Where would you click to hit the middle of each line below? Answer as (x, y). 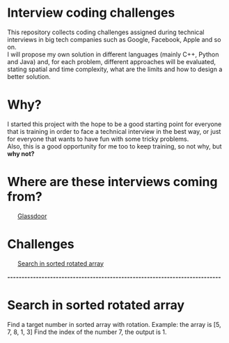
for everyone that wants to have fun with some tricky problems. (98, 139)
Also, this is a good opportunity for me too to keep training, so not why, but (114, 146)
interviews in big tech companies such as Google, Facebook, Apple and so (114, 39)
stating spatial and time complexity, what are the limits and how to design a (115, 69)
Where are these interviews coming (112, 182)
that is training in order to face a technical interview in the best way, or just (114, 131)
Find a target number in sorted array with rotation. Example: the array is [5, (114, 324)
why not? (21, 153)
